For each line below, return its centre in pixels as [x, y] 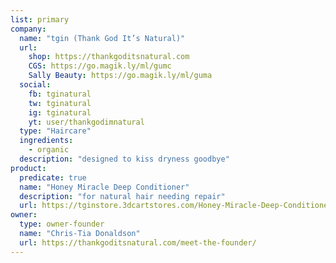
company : [28, 29]
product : [28, 168]
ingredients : [46, 141]
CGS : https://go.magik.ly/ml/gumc [100, 66]
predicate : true [53, 177]
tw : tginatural [60, 103]
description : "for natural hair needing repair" [122, 196]
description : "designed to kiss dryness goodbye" [124, 159]
